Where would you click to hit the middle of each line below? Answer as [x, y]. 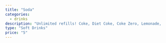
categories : [17, 14]
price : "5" [16, 33]
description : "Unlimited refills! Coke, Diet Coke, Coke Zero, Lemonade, [83, 23]
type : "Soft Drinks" [27, 28]
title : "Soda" [20, 10]
